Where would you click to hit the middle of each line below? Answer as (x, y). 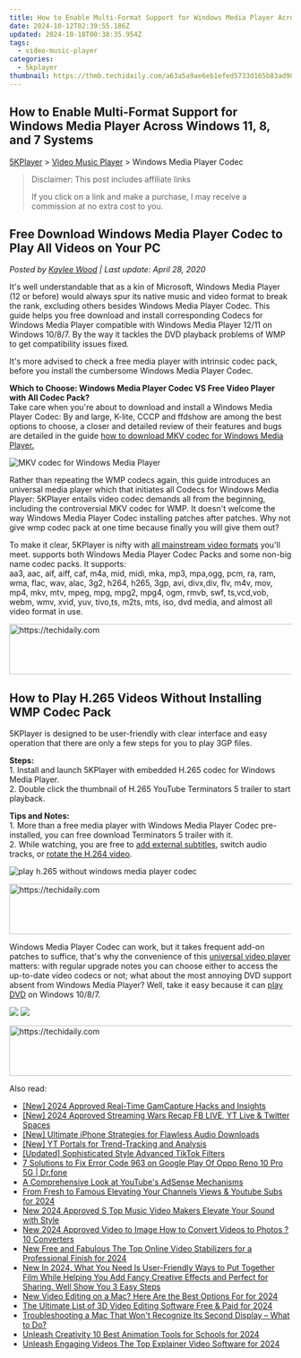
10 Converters (48, 1239)
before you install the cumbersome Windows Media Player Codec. (131, 371)
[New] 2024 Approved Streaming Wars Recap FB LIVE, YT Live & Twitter (156, 1115)
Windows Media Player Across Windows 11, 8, (140, 126)
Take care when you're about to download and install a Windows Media (141, 408)
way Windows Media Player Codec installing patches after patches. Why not (150, 518)
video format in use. (46, 612)
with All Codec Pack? (50, 398)
